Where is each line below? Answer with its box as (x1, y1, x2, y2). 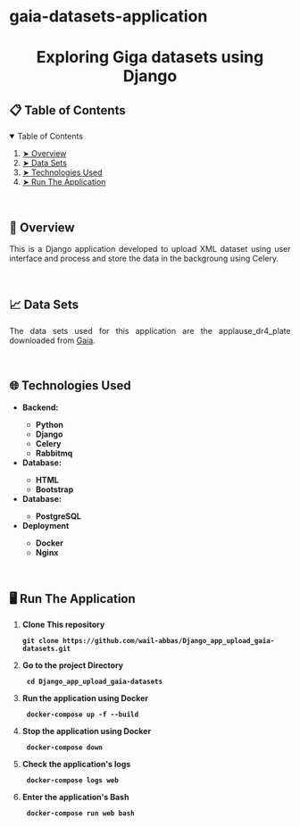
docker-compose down (26, 743, 103, 752)
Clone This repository (21, 619, 105, 631)
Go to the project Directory (21, 660, 123, 671)
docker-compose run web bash (26, 809, 136, 818)
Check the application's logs (21, 759, 131, 770)
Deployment (21, 520, 70, 530)
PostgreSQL (35, 511, 82, 522)
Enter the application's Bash (21, 792, 129, 803)
